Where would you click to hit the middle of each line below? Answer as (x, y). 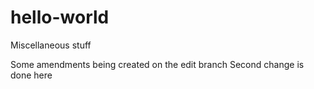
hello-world (60, 17)
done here (31, 75)
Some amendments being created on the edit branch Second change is (157, 64)
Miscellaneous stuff (51, 45)
